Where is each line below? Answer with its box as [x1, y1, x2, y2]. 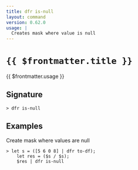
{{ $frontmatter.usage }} [6, 73, 65, 80]
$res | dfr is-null [16, 158, 65, 164]
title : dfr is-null [6, 8, 54, 15]
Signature [6, 90, 43, 100]
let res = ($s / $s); [16, 153, 69, 159]
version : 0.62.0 [6, 19, 46, 25]
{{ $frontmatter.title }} [6, 56, 133, 67]
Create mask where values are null [6, 137, 90, 144]
